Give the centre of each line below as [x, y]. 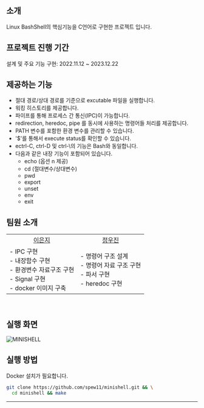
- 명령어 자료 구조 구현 [110, 266]
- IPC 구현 [24, 251]
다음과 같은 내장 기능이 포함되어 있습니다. [64, 153]
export [32, 182]
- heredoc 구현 [101, 284]
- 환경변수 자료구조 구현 [42, 270]
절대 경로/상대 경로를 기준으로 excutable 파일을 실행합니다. [85, 100]
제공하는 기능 [29, 85]
